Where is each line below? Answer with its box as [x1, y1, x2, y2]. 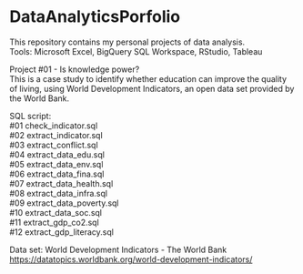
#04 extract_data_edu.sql [9, 148, 105, 160]
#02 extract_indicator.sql [9, 129, 103, 140]
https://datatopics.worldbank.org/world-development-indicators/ [9, 253, 253, 265]
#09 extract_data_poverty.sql [9, 198, 119, 208]
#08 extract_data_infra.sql [9, 188, 107, 198]
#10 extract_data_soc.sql [9, 207, 103, 218]
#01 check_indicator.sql [9, 120, 98, 131]
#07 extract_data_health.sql [9, 178, 114, 188]
